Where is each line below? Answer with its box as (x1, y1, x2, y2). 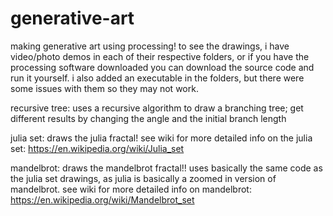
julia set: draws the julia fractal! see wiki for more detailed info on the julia (10, 132, 313, 144)
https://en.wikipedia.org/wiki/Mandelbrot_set (10, 193, 195, 206)
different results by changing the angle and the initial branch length (10, 112, 287, 124)
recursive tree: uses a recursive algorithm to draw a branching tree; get (10, 102, 304, 114)
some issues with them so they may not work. (10, 82, 199, 94)
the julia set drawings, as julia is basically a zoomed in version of (10, 172, 277, 184)
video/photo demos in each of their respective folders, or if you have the (10, 50, 310, 62)
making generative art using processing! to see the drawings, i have (10, 40, 290, 52)
